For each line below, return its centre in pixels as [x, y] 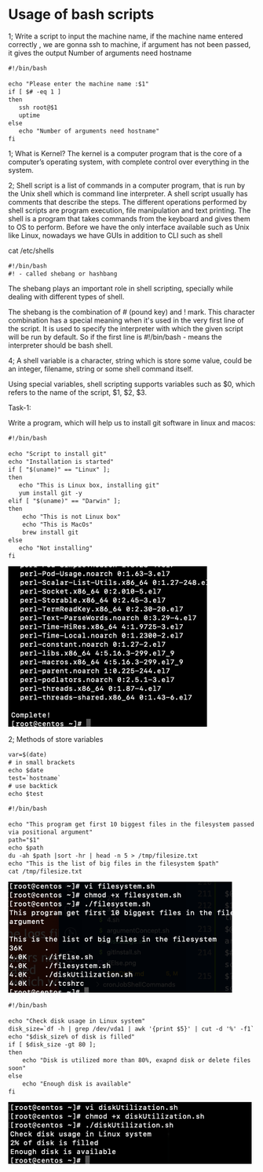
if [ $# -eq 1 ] [35, 92]
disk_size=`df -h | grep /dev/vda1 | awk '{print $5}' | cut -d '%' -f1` [131, 1029]
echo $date [26, 770]
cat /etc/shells [31, 250]
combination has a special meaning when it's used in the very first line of [126, 320]
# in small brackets [42, 762]
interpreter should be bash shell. [61, 345]
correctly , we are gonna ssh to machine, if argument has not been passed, [130, 44]
